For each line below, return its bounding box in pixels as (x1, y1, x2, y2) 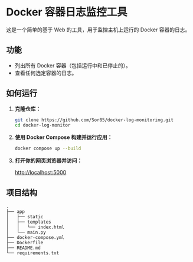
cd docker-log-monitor (14, 122, 71, 128)
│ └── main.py (6, 229, 46, 235)
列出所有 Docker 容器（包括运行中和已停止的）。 (14, 62, 131, 69)
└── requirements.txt (6, 250, 60, 256)
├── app (6, 209, 25, 215)
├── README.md (6, 245, 41, 251)
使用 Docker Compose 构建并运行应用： (14, 134, 113, 141)
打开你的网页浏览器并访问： (14, 157, 83, 164)
